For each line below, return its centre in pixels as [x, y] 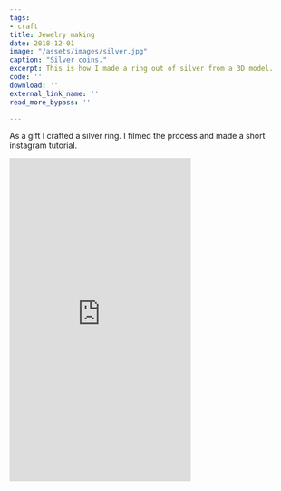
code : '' [26, 77]
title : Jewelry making [52, 34]
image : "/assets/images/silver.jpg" [78, 52]
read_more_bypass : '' [50, 102]
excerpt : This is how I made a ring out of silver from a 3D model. [141, 69]
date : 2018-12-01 [42, 43]
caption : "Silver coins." [58, 60]
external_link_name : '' [54, 93]
